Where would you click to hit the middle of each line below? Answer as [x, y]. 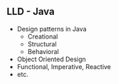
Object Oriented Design [52, 59]
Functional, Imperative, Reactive [64, 66]
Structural [42, 44]
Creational [43, 36]
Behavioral [43, 51]
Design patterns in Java [52, 28]
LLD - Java [31, 12]
